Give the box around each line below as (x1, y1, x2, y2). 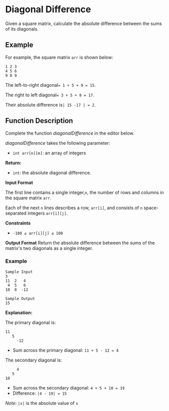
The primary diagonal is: (5, 319, 56, 325)
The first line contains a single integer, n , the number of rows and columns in (5, 189, 164, 195)
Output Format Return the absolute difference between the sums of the (5, 240, 155, 246)
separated (5, 210, 27, 216)
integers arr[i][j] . (27, 210, 68, 216)
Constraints (5, 220, 31, 226)
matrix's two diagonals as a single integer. (5, 245, 93, 251)
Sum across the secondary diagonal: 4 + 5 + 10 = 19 (12, 384, 125, 391)
